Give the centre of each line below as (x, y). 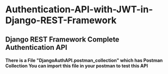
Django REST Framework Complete (62, 39)
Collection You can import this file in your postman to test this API (77, 66)
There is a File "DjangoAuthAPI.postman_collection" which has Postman (84, 61)
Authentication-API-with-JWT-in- (79, 10)
